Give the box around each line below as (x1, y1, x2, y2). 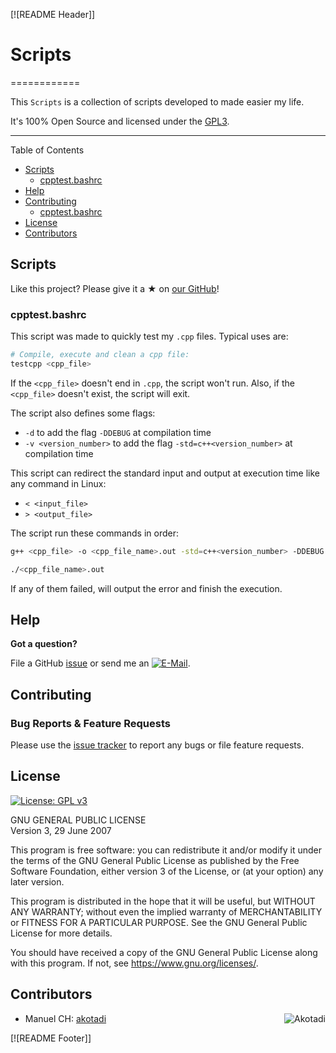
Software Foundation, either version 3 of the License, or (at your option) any (10, 865, 324, 877)
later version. (10, 875, 65, 888)
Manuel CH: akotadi (24, 1012, 107, 1024)
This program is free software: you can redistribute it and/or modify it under (10, 844, 322, 856)
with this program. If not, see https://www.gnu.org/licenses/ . (10, 957, 259, 969)
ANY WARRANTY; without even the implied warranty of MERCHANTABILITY (10, 905, 323, 918)
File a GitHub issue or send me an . (10, 657, 191, 669)
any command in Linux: (10, 477, 107, 489)
